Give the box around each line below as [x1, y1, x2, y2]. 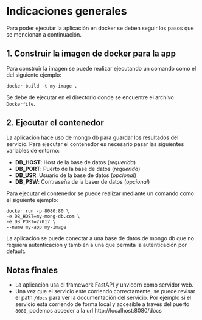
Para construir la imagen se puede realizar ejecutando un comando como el [6, 64, 197, 72]
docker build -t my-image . [6, 83, 78, 89]
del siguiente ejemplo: [6, 71, 62, 78]
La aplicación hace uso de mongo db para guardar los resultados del [6, 134, 179, 141]
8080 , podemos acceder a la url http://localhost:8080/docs [15, 307, 162, 315]
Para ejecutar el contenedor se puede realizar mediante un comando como [6, 190, 195, 197]
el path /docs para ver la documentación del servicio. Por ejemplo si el [15, 294, 192, 302]
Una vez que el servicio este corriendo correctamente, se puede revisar [15, 288, 196, 295]
